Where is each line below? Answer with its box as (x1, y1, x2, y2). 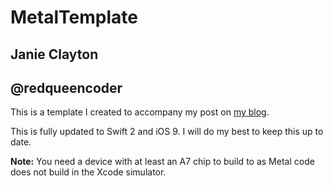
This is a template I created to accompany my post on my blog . (10, 106, 270, 118)
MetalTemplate (10, 6, 138, 29)
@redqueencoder (10, 79, 123, 96)
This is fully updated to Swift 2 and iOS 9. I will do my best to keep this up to (10, 126, 324, 138)
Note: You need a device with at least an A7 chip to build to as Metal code (10, 156, 315, 168)
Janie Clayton (10, 46, 99, 63)
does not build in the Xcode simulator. (10, 166, 167, 178)
